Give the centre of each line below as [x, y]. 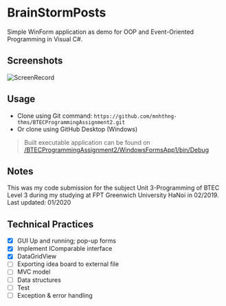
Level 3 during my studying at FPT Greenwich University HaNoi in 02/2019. [113, 195]
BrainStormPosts [57, 13]
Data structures [39, 280]
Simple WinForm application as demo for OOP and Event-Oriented [101, 32]
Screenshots [35, 61]
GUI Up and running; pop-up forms [67, 241]
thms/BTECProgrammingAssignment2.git [71, 122]
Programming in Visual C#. [45, 39]
